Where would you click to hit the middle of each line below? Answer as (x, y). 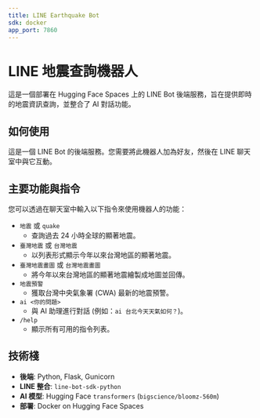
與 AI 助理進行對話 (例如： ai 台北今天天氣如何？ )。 (109, 311)
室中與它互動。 (32, 162)
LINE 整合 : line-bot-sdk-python (70, 386)
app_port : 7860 (33, 30)
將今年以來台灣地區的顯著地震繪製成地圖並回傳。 (110, 274)
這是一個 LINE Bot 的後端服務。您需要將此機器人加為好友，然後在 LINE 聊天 (130, 152)
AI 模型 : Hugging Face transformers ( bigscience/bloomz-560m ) (119, 396)
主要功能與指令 (44, 189)
